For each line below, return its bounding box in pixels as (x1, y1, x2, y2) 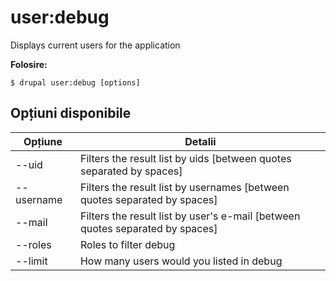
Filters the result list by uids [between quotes (79, 151, 292, 165)
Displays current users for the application (10, 39, 181, 51)
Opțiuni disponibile (10, 105, 132, 122)
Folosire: (10, 58, 48, 70)
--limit (15, 254, 48, 268)
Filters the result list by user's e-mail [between (79, 209, 301, 223)
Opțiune (23, 134, 63, 148)
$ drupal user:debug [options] (10, 77, 141, 88)
